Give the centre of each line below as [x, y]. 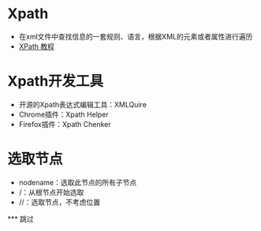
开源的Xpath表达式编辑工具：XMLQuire [83, 104]
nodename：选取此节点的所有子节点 [78, 182]
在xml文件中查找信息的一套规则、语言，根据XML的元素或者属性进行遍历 [136, 36]
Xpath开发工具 [56, 82]
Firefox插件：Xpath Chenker [65, 124]
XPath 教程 [36, 46]
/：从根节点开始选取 [51, 192]
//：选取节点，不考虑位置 [59, 202]
